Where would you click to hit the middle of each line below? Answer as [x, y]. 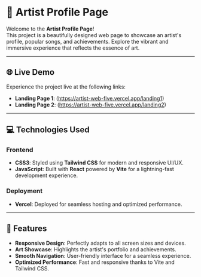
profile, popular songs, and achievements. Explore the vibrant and [87, 41]
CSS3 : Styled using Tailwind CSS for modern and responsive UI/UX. [99, 163]
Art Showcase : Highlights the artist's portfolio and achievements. [95, 249]
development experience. [46, 175]
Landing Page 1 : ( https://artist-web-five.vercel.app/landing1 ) [89, 98]
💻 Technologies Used [48, 130]
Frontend [20, 150]
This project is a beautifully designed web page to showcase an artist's [94, 35]
